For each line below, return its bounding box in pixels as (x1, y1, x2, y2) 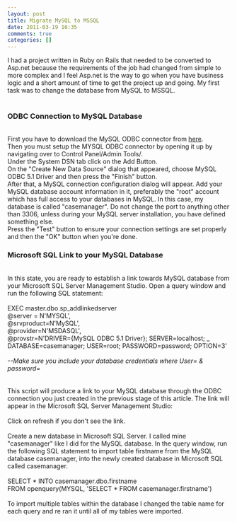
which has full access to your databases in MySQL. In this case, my (7, 195, 204, 204)
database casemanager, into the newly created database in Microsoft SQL (7, 454, 224, 463)
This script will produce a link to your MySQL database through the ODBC (7, 386, 222, 395)
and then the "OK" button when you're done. (7, 233, 138, 241)
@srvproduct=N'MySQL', (7, 319, 80, 327)
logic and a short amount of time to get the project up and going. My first (7, 79, 220, 87)
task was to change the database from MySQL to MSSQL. (7, 86, 175, 95)
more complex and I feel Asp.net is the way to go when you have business (7, 71, 224, 80)
